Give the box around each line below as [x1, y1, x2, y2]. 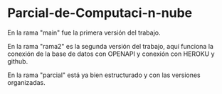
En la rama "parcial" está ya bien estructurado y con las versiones [7, 71, 201, 79]
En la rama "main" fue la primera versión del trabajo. [7, 28, 161, 37]
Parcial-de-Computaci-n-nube [7, 5, 193, 21]
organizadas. [7, 78, 46, 86]
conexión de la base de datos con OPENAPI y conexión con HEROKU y [7, 49, 215, 58]
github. [7, 57, 28, 65]
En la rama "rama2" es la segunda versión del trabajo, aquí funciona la [7, 42, 213, 50]
